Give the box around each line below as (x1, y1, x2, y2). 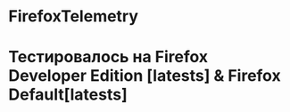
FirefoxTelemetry (8, 6, 139, 27)
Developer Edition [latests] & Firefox (8, 66, 282, 86)
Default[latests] (8, 84, 128, 105)
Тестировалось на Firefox (8, 47, 209, 68)
